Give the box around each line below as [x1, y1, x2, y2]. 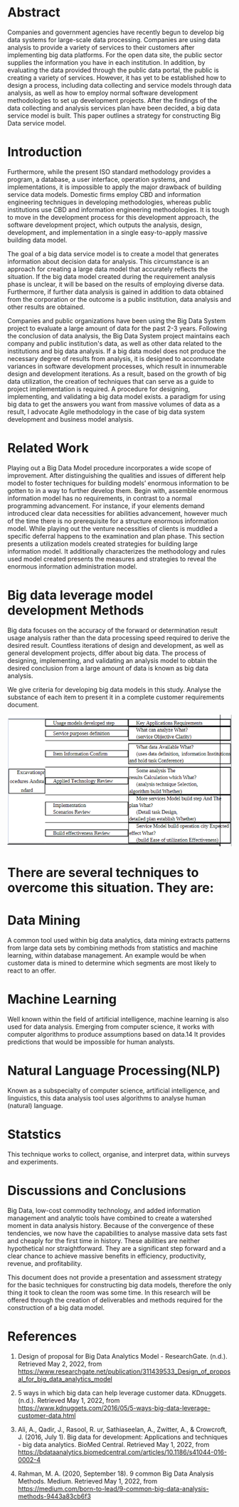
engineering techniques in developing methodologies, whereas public [7, 198, 212, 206]
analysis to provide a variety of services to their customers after [7, 43, 195, 51]
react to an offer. [7, 966, 56, 975]
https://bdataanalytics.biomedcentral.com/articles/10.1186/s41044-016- [17, 1448, 228, 1456]
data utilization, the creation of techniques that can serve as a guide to [7, 377, 215, 385]
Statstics [7, 1127, 62, 1142]
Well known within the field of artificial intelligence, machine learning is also [7, 1015, 229, 1024]
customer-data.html [17, 1411, 76, 1420]
